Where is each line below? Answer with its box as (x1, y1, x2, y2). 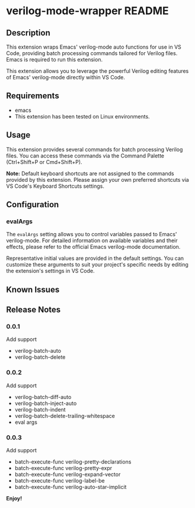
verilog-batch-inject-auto (14, 400, 77, 407)
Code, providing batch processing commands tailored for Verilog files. (6, 50, 178, 57)
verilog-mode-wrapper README (6, 4, 169, 18)
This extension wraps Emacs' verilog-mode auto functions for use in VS (6, 43, 182, 50)
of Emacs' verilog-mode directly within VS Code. (6, 74, 126, 81)
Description (6, 28, 50, 38)
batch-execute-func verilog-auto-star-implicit (14, 483, 127, 490)
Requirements (6, 91, 59, 101)
